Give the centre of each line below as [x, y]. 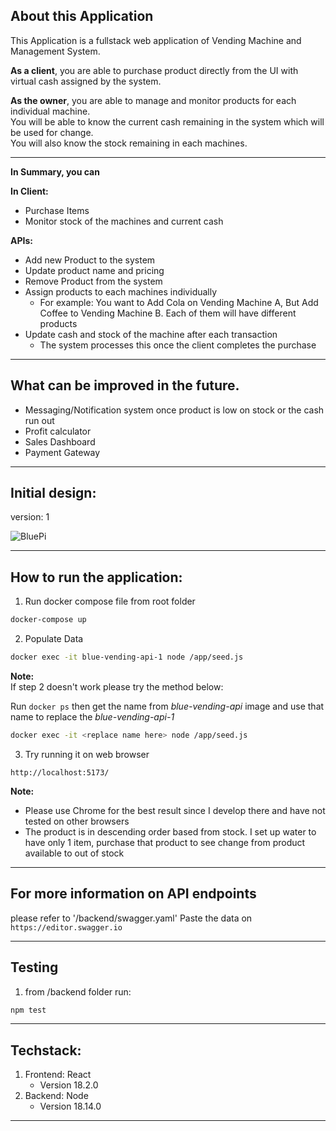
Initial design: [53, 493]
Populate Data [54, 639]
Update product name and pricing [94, 270]
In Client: [29, 191]
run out [39, 420]
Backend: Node [56, 1096]
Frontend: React [58, 1075]
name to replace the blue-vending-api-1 [92, 717]
